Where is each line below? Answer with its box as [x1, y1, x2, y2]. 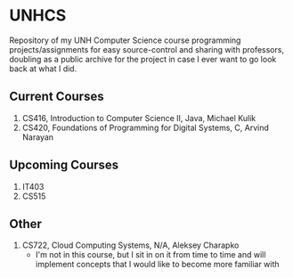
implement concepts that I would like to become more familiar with [35, 259, 280, 270]
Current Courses [9, 89, 104, 104]
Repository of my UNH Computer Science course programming [9, 35, 241, 45]
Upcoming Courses [9, 158, 119, 173]
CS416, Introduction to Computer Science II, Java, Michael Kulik [21, 112, 256, 123]
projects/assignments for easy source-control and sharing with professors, [9, 44, 285, 54]
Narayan [21, 131, 54, 143]
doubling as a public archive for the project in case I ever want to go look [9, 53, 277, 64]
